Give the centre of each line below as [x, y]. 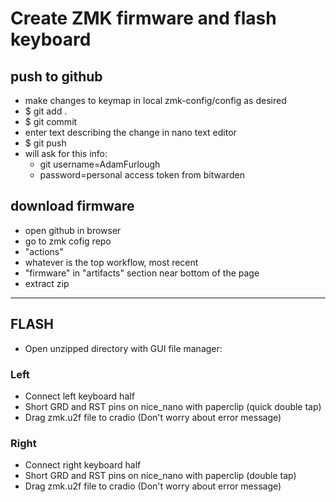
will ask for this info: [66, 153]
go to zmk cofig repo [68, 241]
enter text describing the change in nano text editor [130, 132]
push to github [56, 76]
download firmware [72, 206]
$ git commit [51, 121]
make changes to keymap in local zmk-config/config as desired [155, 100]
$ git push [45, 143]
